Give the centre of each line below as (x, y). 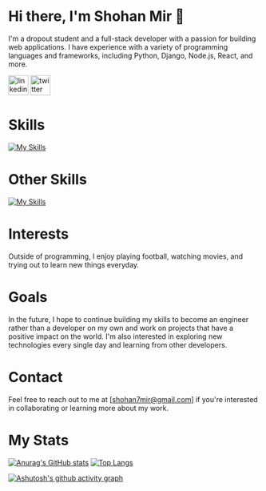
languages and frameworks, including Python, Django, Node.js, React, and (131, 55)
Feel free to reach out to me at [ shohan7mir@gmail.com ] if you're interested (133, 399)
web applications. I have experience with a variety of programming (118, 46)
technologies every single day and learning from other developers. (118, 344)
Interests (39, 234)
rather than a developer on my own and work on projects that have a (121, 328)
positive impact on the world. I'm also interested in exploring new (115, 336)
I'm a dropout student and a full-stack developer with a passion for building (132, 38)
